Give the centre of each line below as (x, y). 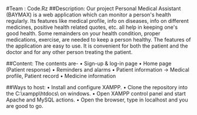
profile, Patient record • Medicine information (61, 76)
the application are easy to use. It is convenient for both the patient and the (97, 46)
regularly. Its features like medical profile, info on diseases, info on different (98, 21)
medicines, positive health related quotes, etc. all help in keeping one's (92, 27)
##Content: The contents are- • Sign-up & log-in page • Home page (89, 63)
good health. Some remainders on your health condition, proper (83, 33)
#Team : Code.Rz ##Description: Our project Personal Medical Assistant (94, 9)
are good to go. (25, 106)
